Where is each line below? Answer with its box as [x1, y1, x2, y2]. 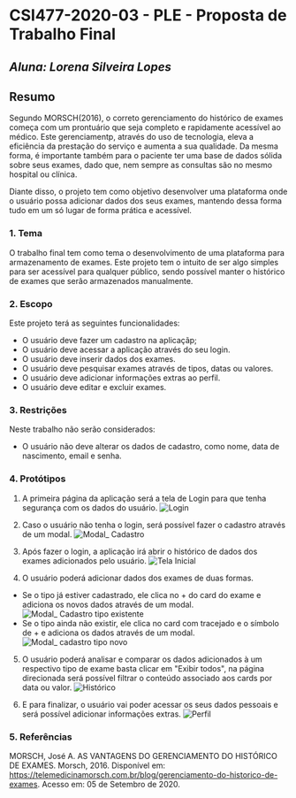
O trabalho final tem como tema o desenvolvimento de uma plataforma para [9, 247, 285, 257]
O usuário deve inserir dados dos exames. [21, 353, 176, 364]
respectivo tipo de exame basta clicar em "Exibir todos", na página [21, 663, 265, 673]
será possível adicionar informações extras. [21, 709, 181, 719]
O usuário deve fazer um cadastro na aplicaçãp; [21, 334, 197, 345]
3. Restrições [9, 403, 68, 416]
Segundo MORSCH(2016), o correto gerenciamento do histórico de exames [9, 112, 284, 124]
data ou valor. [21, 682, 72, 693]
